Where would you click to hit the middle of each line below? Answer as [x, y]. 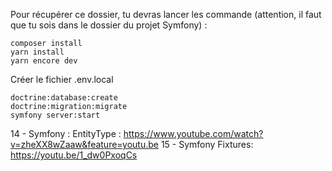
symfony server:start [55, 115]
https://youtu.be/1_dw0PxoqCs [74, 155]
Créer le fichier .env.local [62, 79]
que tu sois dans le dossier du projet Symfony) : [109, 25]
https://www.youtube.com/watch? [193, 133]
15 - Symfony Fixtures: [207, 144]
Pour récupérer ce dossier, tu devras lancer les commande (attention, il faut [166, 14]
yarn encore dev [44, 61]
